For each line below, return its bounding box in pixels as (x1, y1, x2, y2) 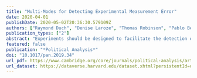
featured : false (6, 42, 46, 48)
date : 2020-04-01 (6, 14, 49, 20)
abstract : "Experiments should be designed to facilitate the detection (6, 36, 188, 42)
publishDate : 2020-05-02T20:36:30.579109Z (6, 19, 111, 25)
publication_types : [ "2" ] (6, 30, 69, 36)
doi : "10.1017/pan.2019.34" (6, 52, 75, 58)
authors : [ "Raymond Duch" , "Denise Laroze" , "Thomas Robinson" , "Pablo (6, 25, 185, 31)
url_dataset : (6, 63, 38, 69)
